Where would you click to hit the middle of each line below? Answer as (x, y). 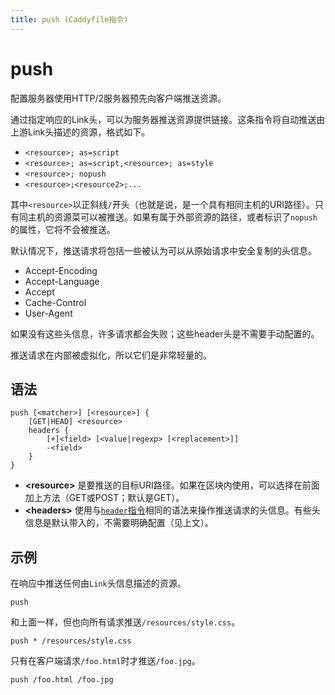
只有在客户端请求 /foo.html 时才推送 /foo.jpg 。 (105, 661)
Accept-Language (62, 281)
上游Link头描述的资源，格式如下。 (80, 132)
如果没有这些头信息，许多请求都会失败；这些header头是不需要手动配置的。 (165, 333)
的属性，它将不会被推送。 (63, 229)
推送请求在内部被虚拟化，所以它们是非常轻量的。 (111, 355)
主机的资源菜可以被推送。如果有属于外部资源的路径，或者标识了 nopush (172, 217)
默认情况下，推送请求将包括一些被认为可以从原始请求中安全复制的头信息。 (163, 250)
